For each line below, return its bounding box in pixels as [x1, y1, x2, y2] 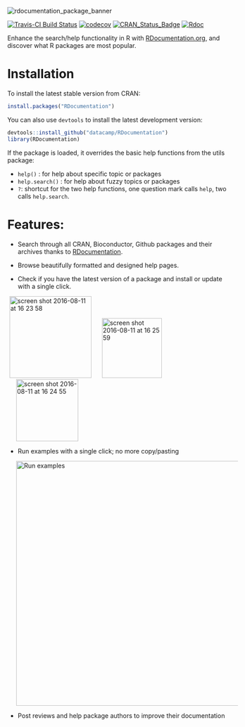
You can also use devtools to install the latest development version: [7, 115, 203, 124]
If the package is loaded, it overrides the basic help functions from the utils [7, 148, 225, 157]
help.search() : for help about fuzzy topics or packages [17, 176, 180, 186]
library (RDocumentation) [7, 136, 80, 143]
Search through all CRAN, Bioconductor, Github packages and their [17, 240, 213, 248]
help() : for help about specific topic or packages [17, 169, 162, 178]
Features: [7, 217, 65, 232]
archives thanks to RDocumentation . [17, 247, 123, 256]
